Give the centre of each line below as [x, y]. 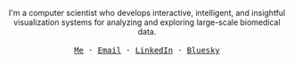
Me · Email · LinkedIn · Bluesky [147, 50]
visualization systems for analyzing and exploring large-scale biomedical [147, 22]
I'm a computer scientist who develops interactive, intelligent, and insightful [147, 13]
